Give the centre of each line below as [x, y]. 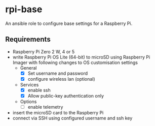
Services [29, 84]
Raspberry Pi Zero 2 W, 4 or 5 [44, 51]
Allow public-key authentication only [66, 96]
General [28, 68]
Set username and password [58, 73]
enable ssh [39, 90]
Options [28, 102]
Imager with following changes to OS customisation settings [75, 62]
